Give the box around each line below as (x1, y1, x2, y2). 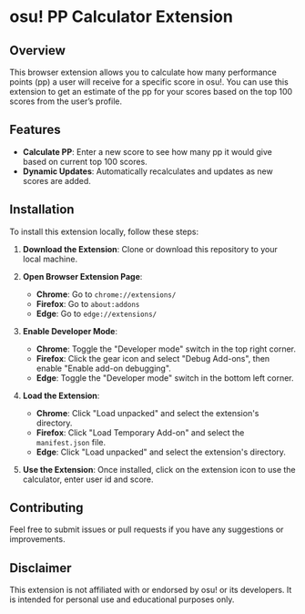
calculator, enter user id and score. (22, 474, 154, 485)
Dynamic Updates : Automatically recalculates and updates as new (22, 166, 273, 177)
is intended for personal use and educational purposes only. (9, 594, 235, 605)
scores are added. (22, 175, 91, 186)
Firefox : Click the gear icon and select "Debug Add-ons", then (36, 353, 270, 363)
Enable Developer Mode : (22, 325, 118, 336)
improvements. (9, 534, 66, 545)
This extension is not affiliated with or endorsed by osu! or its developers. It (9, 585, 292, 596)
